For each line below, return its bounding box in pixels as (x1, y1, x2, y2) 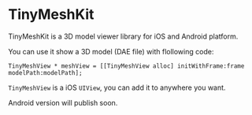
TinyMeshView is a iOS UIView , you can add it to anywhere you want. (8, 83, 226, 92)
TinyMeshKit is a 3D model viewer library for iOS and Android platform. (8, 32, 239, 41)
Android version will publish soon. (8, 98, 118, 107)
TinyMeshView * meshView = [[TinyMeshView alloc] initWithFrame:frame (8, 61, 245, 70)
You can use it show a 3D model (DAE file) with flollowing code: (8, 46, 214, 56)
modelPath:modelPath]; (8, 69, 83, 76)
